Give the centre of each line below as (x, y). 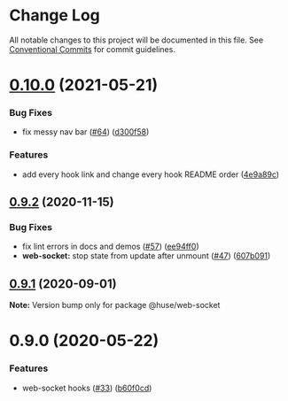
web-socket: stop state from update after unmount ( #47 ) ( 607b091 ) (146, 256)
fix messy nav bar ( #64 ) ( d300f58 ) (86, 132)
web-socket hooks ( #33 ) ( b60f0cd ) (87, 388)
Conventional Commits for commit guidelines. (92, 49)
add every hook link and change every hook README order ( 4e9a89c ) (151, 174)
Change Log (54, 15)
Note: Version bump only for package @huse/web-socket (115, 305)
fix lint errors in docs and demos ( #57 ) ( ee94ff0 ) (110, 247)
